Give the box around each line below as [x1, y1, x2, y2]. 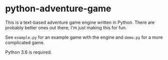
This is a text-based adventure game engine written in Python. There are [5, 19, 155, 25]
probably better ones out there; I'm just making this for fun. [5, 24, 127, 30]
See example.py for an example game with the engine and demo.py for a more [5, 34, 163, 40]
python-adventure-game [5, 3, 111, 14]
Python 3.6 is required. [5, 49, 52, 55]
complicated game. [5, 39, 45, 45]
